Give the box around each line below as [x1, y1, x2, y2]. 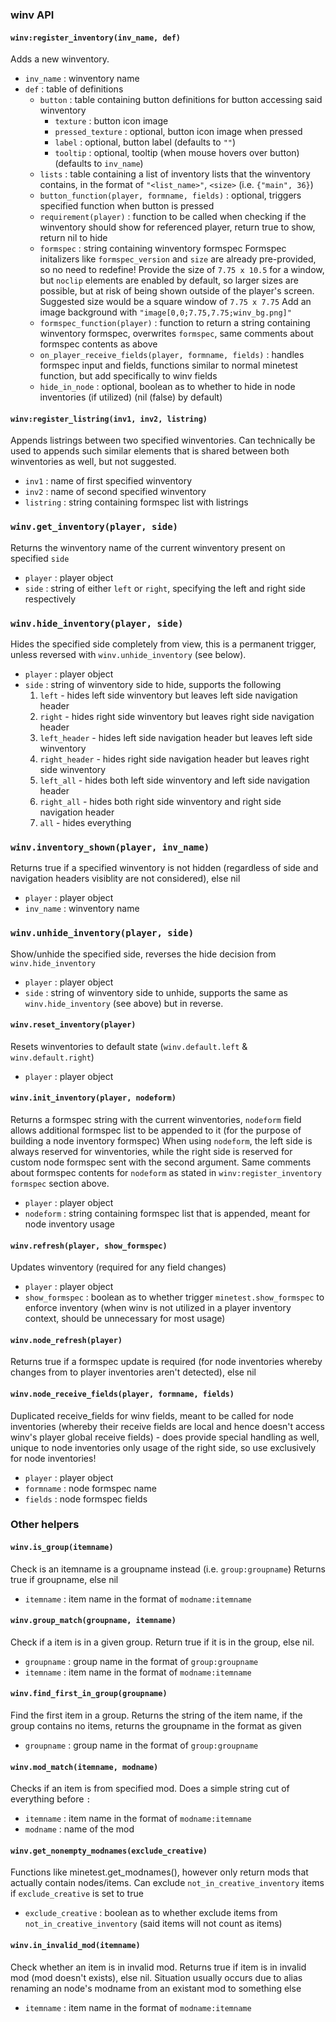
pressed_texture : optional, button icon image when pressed [54, 126, 303, 138]
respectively [24, 593, 77, 605]
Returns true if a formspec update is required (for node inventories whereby [10, 1356, 323, 1368]
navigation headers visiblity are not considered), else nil [10, 873, 241, 885]
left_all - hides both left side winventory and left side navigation [39, 774, 311, 786]
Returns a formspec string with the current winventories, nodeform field [10, 1113, 302, 1125]
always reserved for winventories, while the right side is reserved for [10, 1145, 293, 1157]
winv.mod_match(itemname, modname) [10, 1762, 159, 1772]
